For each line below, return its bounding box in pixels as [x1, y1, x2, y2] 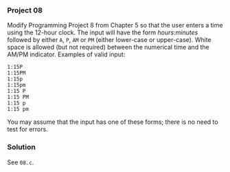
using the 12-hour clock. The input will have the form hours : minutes [7, 28, 198, 36]
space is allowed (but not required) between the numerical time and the [7, 43, 209, 52]
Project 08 [7, 6, 43, 15]
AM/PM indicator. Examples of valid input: [7, 50, 126, 58]
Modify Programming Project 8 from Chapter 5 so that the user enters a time [7, 21, 223, 30]
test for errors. [7, 125, 48, 133]
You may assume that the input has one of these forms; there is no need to [7, 118, 218, 126]
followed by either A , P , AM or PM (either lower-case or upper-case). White [7, 36, 211, 44]
